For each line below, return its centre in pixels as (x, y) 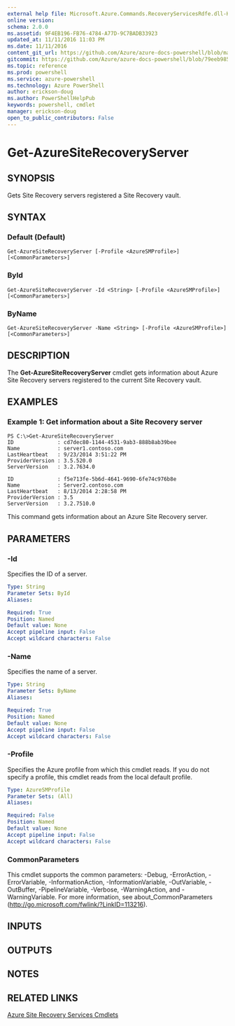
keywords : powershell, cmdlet (51, 105)
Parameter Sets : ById (39, 593)
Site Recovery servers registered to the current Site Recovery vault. (105, 380)
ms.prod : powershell (37, 72)
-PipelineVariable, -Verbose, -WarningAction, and (109, 889)
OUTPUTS (30, 950)
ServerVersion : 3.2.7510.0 (51, 504)
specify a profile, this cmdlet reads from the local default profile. (100, 777)
